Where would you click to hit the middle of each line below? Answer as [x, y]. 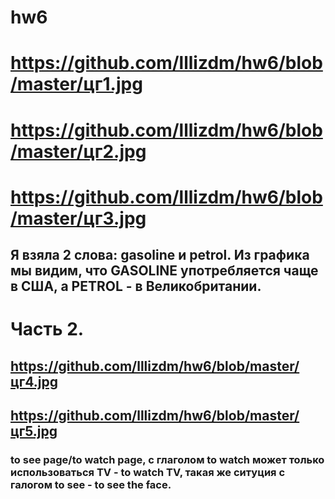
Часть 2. [47, 329]
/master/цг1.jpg [76, 84]
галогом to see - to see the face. [91, 485]
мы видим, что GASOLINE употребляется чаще [164, 271]
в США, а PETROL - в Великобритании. [136, 286]
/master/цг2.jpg [78, 151]
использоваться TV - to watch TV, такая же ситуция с [148, 473]
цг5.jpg [34, 431]
